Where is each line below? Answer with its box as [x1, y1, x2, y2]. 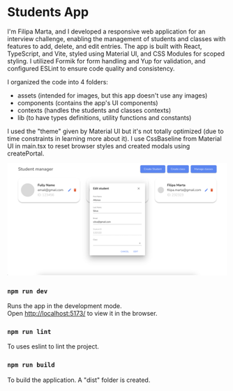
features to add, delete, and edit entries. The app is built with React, [7, 42, 202, 50]
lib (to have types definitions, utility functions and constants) [17, 113, 192, 122]
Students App [7, 4, 89, 20]
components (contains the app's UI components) [17, 98, 158, 107]
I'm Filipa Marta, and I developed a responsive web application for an [7, 27, 206, 36]
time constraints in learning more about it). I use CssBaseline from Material [7, 134, 222, 143]
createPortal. [7, 149, 45, 158]
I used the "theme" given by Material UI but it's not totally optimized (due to [7, 127, 225, 135]
